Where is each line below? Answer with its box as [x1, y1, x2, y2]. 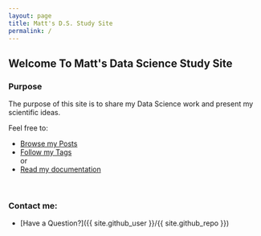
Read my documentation [19, 164, 102, 174]
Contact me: [8, 200, 58, 211]
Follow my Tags [19, 147, 72, 157]
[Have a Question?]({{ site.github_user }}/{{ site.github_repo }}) [19, 218, 230, 228]
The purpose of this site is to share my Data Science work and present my [8, 99, 254, 109]
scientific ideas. [8, 108, 61, 118]
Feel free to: [8, 123, 48, 133]
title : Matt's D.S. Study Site [8, 19, 113, 27]
